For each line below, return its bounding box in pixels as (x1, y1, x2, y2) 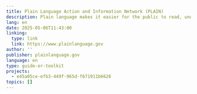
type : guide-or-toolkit (6, 62, 64, 69)
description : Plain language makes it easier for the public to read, (6, 14, 182, 20)
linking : (6, 30, 28, 36)
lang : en (6, 19, 28, 25)
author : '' (6, 47, 33, 53)
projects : (6, 68, 30, 74)
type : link (11, 36, 38, 41)
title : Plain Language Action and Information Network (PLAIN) (6, 8, 164, 15)
